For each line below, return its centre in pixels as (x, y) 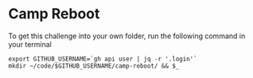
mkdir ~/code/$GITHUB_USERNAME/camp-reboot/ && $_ (94, 66)
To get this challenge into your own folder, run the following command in (127, 36)
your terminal (30, 44)
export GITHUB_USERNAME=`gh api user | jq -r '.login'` (103, 59)
